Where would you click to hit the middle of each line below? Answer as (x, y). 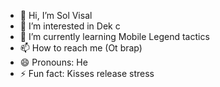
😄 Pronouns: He (53, 62)
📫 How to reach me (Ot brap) (81, 48)
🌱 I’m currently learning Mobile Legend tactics (114, 36)
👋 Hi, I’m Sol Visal (56, 15)
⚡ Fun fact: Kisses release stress (87, 73)
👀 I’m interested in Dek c (70, 26)
